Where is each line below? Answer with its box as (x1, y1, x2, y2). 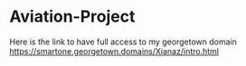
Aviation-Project (9, 6, 136, 27)
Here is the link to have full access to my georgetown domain (9, 36, 237, 47)
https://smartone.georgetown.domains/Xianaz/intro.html (9, 45, 220, 56)
